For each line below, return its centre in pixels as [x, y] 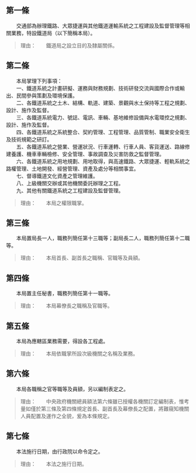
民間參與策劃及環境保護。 [47, 95]
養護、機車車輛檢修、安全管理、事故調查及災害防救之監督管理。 [87, 154]
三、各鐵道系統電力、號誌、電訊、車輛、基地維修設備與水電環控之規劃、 [103, 117]
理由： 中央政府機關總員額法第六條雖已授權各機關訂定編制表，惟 [102, 401]
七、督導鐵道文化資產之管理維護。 [57, 176]
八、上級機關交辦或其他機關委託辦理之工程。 [70, 183]
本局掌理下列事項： [39, 81]
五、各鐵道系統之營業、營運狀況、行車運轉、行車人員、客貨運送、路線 [100, 146]
